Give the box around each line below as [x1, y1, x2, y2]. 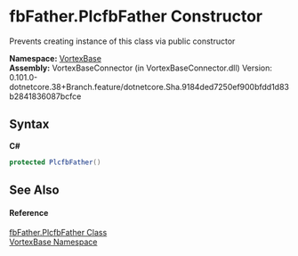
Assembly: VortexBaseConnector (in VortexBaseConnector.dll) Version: [9, 62, 273, 73]
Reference [9, 207, 49, 218]
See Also [9, 183, 60, 198]
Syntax [9, 117, 50, 132]
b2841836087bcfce [9, 91, 82, 102]
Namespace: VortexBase [9, 53, 102, 63]
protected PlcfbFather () [9, 158, 101, 167]
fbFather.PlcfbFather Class [9, 227, 108, 238]
